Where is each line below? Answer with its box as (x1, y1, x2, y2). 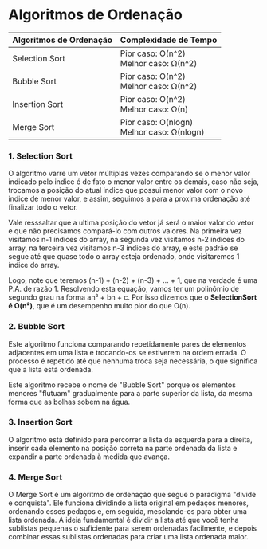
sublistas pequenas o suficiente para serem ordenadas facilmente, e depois (8, 524, 257, 533)
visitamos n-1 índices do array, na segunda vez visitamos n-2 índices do (8, 235, 245, 245)
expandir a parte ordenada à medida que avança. (8, 452, 170, 461)
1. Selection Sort (8, 150, 73, 161)
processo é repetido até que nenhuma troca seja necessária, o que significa (8, 356, 258, 366)
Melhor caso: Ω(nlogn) (120, 126, 205, 137)
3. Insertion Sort (8, 417, 73, 428)
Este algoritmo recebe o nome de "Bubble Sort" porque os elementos (8, 380, 237, 390)
